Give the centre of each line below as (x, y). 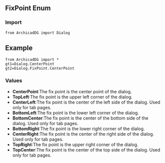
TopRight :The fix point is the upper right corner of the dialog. (75, 145)
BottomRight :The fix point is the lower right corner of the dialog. (79, 129)
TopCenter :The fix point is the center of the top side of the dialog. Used (86, 150)
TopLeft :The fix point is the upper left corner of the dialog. (73, 97)
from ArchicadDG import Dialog (38, 33)
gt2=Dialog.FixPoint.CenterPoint (40, 68)
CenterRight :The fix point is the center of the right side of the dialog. (83, 134)
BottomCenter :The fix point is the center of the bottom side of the (80, 118)
